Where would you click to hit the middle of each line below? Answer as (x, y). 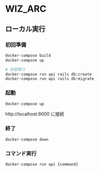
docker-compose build (28, 55)
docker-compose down (27, 139)
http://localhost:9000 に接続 (35, 114)
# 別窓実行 (15, 69)
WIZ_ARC (26, 9)
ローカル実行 (25, 29)
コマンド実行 (21, 153)
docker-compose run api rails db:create (49, 74)
